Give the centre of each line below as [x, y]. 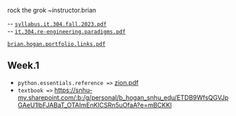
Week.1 [24, 66]
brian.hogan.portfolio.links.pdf [57, 44]
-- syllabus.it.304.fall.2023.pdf [57, 24]
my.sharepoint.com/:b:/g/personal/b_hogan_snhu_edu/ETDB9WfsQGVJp [123, 97]
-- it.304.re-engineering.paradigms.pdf [66, 31]
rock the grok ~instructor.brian [52, 10]
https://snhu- [73, 90]
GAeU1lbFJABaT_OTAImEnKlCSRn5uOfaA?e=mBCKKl [94, 105]
